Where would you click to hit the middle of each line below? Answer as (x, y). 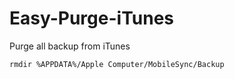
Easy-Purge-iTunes (91, 18)
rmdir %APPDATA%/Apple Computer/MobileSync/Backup (117, 64)
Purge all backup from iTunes (70, 46)
